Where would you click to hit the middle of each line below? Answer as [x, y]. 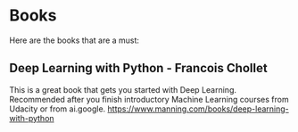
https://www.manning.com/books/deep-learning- [199, 109]
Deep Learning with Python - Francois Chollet [138, 68]
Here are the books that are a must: [74, 40]
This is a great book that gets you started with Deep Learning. [123, 89]
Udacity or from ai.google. [58, 109]
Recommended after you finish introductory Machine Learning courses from [149, 99]
